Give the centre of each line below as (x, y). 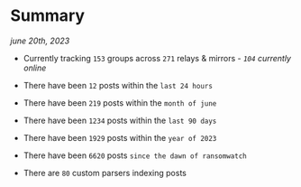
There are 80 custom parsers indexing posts (105, 173)
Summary (47, 16)
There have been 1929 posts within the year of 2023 (120, 137)
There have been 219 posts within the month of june (120, 103)
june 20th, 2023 (40, 41)
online (35, 68)
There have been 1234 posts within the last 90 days (120, 120)
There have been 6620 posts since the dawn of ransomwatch (135, 155)
